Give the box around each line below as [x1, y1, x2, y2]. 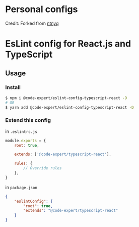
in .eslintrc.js [5, 128, 38, 134]
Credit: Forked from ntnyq [5, 20, 59, 26]
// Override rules [23, 166, 62, 171]
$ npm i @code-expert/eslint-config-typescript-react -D [5, 95, 127, 101]
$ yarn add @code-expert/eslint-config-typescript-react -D [5, 105, 134, 110]
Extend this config [5, 117, 51, 124]
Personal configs [5, 4, 78, 15]
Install [5, 84, 21, 91]
